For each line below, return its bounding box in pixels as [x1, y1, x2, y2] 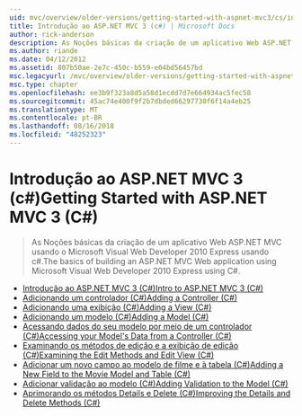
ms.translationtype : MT [9, 105, 99, 114]
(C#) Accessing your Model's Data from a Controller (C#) [22, 330, 232, 341]
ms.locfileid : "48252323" [9, 130, 106, 139]
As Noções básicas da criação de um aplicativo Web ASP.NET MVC [31, 236, 282, 247]
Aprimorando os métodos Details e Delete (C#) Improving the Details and [22, 387, 291, 398]
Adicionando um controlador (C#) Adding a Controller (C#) [22, 292, 238, 303]
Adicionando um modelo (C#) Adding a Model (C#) [22, 311, 209, 322]
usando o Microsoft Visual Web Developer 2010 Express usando [31, 246, 270, 257]
